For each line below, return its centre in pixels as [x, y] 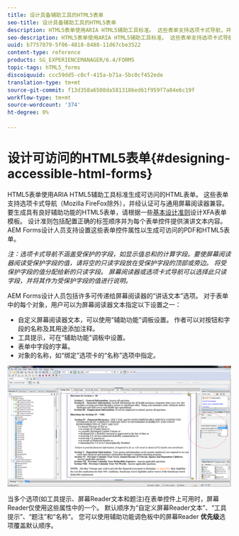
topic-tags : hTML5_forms [44, 68]
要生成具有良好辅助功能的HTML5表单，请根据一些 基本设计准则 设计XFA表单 [117, 212]
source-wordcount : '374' [44, 105]
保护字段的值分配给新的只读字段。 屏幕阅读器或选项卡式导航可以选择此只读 [117, 272]
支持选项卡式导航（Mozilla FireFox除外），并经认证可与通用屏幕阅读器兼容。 [118, 203]
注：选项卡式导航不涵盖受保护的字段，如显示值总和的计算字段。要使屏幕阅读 [119, 254]
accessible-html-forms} [80, 174]
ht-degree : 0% [28, 113]
